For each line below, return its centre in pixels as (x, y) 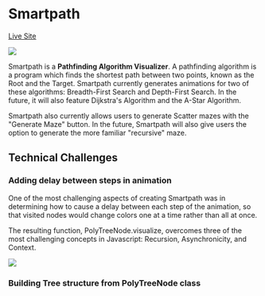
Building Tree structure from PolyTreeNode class (105, 282)
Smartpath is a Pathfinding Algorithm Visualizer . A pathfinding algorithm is (132, 66)
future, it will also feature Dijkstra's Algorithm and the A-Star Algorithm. (125, 100)
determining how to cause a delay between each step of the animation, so (130, 206)
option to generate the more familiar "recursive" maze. (97, 132)
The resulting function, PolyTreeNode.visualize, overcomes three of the (125, 230)
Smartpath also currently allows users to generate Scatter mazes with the (129, 116)
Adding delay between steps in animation (90, 180)
